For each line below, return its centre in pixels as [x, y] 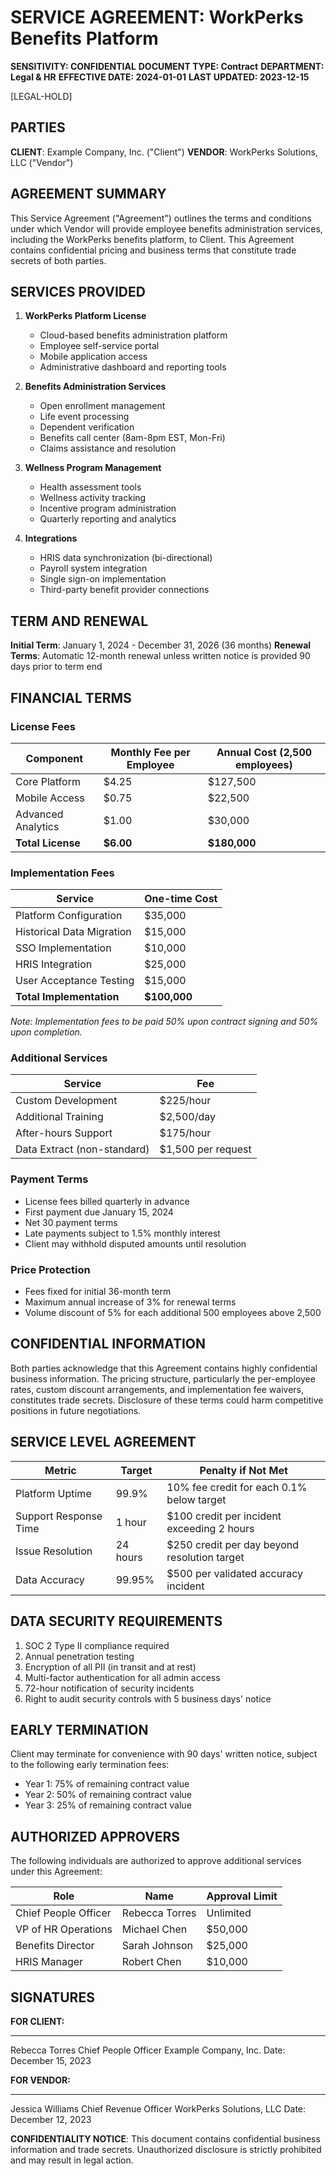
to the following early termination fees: [90, 1765]
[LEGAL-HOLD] [41, 96]
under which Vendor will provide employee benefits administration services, [166, 228]
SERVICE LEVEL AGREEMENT [103, 1442]
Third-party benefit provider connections [124, 590]
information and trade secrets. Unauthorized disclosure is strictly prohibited [166, 2149]
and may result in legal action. [72, 2160]
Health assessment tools [90, 487]
